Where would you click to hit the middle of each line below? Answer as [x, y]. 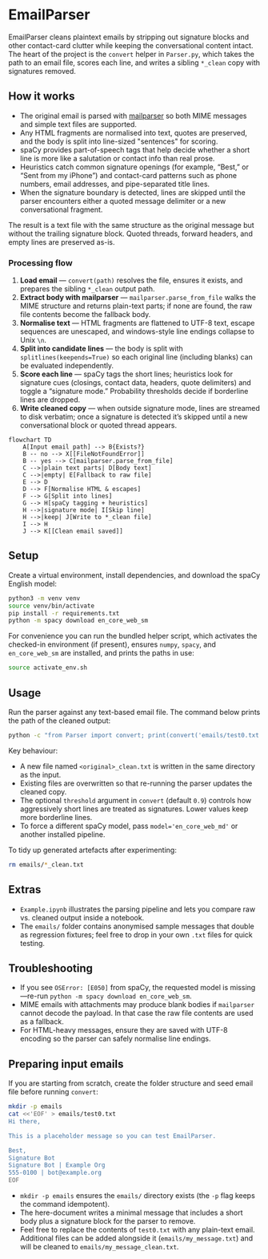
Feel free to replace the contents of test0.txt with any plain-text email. [137, 1230]
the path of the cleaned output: [60, 721]
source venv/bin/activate [51, 606]
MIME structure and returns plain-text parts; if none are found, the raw [136, 306]
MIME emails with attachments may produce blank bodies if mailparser [137, 1005]
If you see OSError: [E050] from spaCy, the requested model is [124, 988]
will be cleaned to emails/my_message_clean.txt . [99, 1247]
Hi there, [25, 1121]
